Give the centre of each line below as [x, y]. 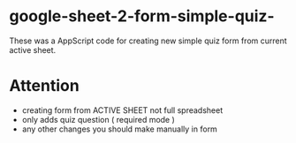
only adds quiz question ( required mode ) [98, 119]
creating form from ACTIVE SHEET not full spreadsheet [122, 110]
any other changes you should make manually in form [120, 129]
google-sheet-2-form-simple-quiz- [142, 16]
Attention [44, 86]
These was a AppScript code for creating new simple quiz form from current [148, 41]
